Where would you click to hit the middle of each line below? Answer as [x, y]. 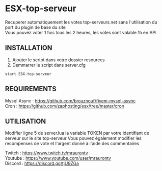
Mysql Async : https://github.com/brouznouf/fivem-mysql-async [70, 100]
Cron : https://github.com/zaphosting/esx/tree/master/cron [65, 106]
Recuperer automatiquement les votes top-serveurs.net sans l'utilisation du [81, 22]
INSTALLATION [29, 48]
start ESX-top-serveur [28, 74]
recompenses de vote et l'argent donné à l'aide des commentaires [72, 144]
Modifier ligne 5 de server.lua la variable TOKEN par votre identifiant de [77, 133]
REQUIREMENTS [31, 89]
